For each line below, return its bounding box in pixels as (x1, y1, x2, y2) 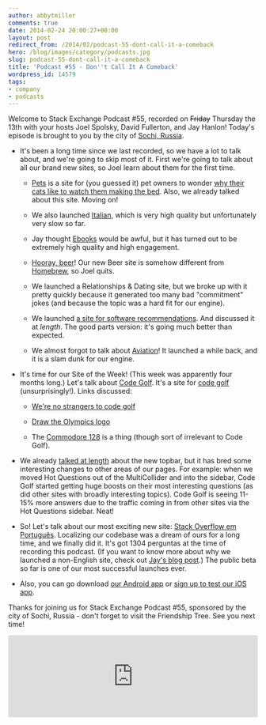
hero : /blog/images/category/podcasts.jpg (8, 48, 150, 56)
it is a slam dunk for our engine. (31, 354, 135, 364)
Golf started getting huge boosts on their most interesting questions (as (19, 481, 253, 491)
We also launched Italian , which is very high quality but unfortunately (31, 210, 257, 220)
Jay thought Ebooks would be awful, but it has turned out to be (31, 234, 237, 244)
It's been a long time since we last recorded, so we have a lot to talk (19, 146, 241, 156)
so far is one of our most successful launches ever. (19, 564, 188, 573)
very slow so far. (31, 219, 85, 228)
